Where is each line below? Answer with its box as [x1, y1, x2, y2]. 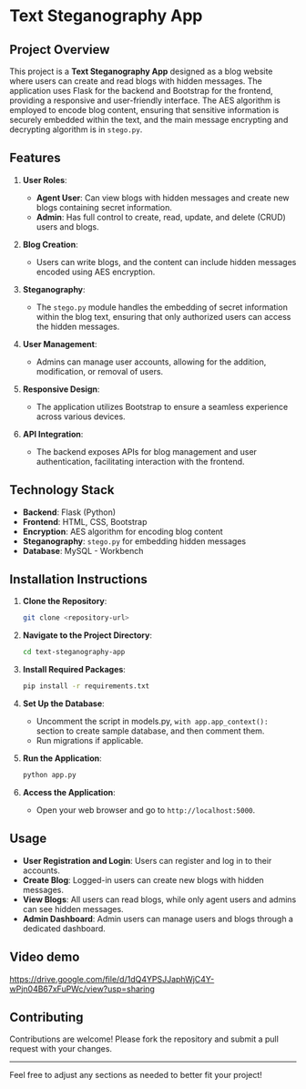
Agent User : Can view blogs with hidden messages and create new [36, 192, 290, 203]
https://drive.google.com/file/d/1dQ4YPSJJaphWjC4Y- [9, 973, 215, 984]
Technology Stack [9, 482, 115, 498]
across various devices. [36, 411, 126, 422]
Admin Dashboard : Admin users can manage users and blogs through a [22, 913, 294, 924]
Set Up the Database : [22, 698, 105, 709]
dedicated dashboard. [22, 922, 107, 934]
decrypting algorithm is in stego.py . [9, 124, 143, 135]
